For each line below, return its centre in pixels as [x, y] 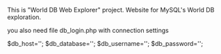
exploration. [24, 17]
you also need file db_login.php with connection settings [88, 30]
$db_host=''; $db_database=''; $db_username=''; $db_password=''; [105, 43]
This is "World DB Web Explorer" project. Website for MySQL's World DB [111, 10]
